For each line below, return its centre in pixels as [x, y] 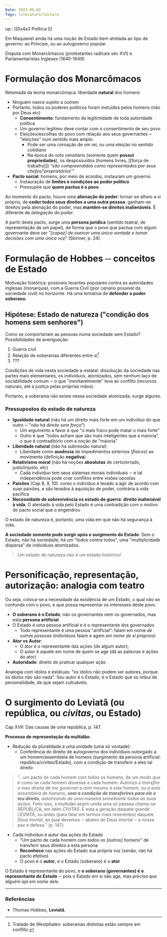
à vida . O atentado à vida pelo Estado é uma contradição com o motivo [85, 505]
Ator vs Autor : [27, 641]
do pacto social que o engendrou [46, 510]
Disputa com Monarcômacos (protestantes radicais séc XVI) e [69, 53]
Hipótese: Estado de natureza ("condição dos [77, 314]
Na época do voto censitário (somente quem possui [81, 155]
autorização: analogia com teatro [75, 586]
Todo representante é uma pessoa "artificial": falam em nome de [86, 630]
